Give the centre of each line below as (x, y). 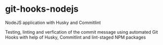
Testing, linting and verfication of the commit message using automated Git (81, 32)
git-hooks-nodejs (42, 9)
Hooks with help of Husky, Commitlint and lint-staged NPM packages (76, 37)
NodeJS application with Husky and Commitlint (53, 22)
